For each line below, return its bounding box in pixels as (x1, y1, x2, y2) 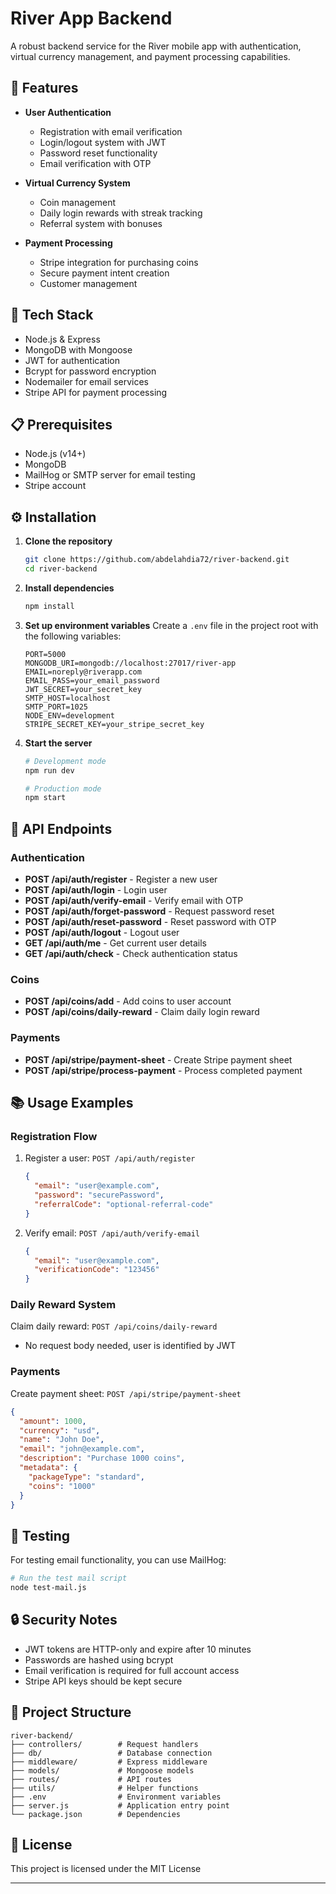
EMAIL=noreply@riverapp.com (24, 667, 142, 677)
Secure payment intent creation (39, 267, 170, 279)
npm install (24, 601, 75, 611)
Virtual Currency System (24, 177, 131, 189)
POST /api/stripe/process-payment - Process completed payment (24, 1064, 303, 1076)
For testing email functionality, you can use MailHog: (10, 1554, 227, 1566)
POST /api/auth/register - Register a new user (24, 873, 218, 885)
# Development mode (24, 756, 107, 766)
